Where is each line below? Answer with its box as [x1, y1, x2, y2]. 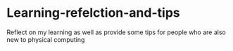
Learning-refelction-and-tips [6, 5, 180, 21]
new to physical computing [6, 35, 85, 43]
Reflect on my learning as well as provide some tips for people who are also [6, 28, 226, 36]
